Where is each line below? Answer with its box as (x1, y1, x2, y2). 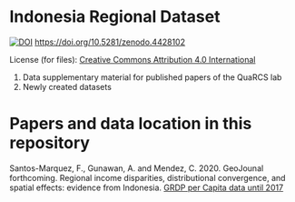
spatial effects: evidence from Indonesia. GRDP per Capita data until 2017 (9, 182, 284, 193)
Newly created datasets (22, 81, 112, 92)
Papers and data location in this (9, 114, 252, 134)
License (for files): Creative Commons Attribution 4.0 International (9, 54, 256, 65)
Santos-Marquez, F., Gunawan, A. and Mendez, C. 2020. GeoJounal (9, 162, 264, 174)
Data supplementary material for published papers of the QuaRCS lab (22, 71, 282, 83)
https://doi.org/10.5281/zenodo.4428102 (34, 36, 186, 47)
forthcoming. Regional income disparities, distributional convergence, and (9, 172, 286, 183)
